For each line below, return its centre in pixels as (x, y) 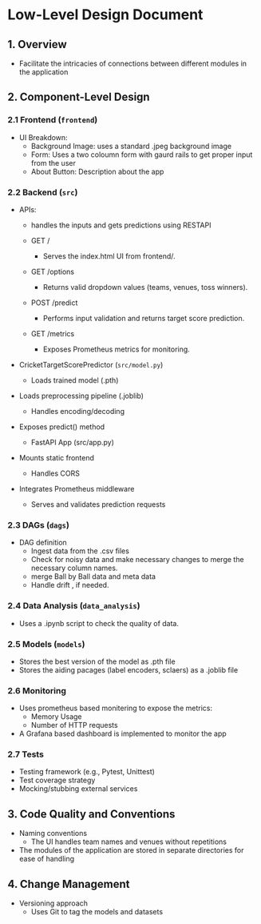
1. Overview (37, 44)
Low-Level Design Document (105, 15)
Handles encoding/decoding (78, 411)
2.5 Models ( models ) (46, 644)
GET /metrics (53, 333)
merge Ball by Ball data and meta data (93, 576)
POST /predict (54, 303)
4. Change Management (69, 884)
